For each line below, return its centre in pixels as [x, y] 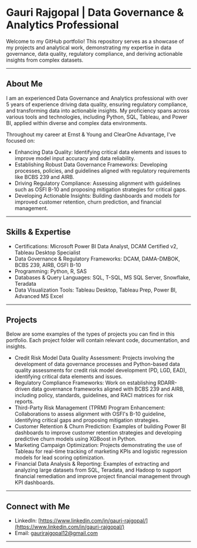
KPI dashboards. [34, 483]
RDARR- [167, 383]
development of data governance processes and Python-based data [97, 364]
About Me [24, 84]
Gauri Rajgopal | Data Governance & [95, 13]
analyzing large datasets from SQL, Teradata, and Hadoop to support [98, 470]
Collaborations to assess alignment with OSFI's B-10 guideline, [90, 414]
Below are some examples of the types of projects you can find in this [90, 334]
